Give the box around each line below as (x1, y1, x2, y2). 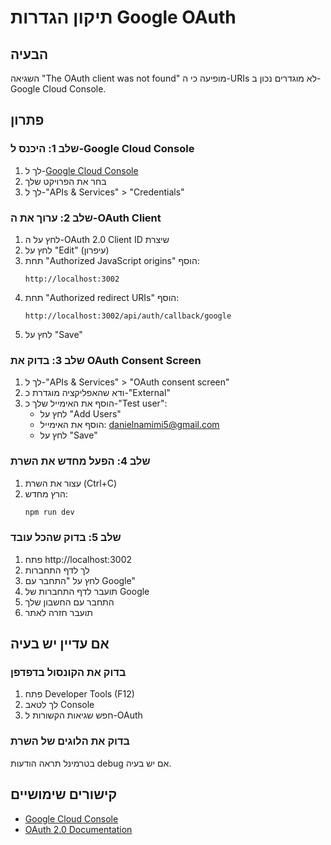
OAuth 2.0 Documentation (24, 823, 133, 835)
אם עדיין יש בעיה (10, 636, 110, 653)
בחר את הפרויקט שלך (24, 175, 107, 187)
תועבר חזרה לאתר (24, 606, 94, 618)
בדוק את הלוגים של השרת (10, 734, 131, 748)
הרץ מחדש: (24, 487, 68, 500)
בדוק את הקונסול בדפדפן (10, 666, 127, 680)
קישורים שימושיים (10, 786, 118, 803)
